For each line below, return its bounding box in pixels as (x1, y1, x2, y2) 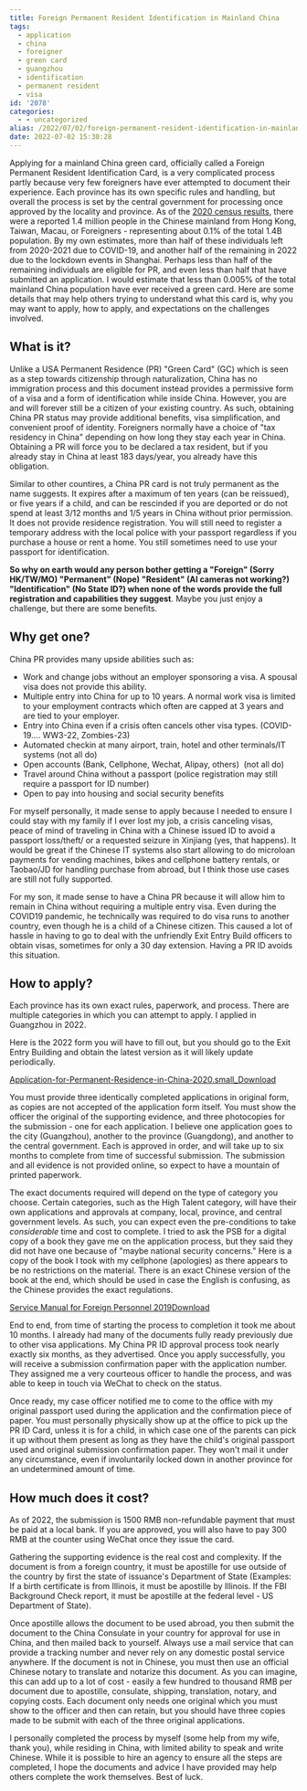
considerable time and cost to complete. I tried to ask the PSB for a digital (9, 1226, 287, 1237)
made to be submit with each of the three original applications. (9, 1715, 245, 1726)
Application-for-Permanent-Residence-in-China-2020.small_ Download (9, 1075, 277, 1086)
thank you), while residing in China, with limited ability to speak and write (9, 1743, 284, 1754)
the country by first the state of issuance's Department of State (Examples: (9, 1571, 292, 1582)
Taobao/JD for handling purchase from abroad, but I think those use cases (9, 864, 290, 874)
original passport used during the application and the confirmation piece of (9, 1405, 292, 1416)
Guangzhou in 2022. (9, 1020, 87, 1031)
